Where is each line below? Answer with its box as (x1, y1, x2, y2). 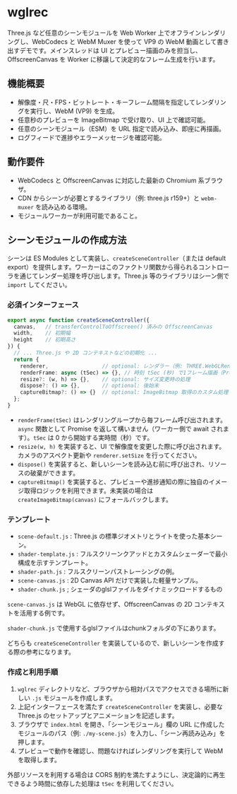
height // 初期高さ (13, 337, 76, 344)
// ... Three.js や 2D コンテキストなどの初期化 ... (13, 349, 158, 357)
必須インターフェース (7, 300, 79, 310)
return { (13, 356, 39, 363)
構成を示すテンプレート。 (17, 559, 92, 567)
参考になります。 (25, 648, 75, 656)
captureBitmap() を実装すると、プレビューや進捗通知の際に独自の (17, 477, 209, 486)
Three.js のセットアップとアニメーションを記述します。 (17, 711, 178, 720)
